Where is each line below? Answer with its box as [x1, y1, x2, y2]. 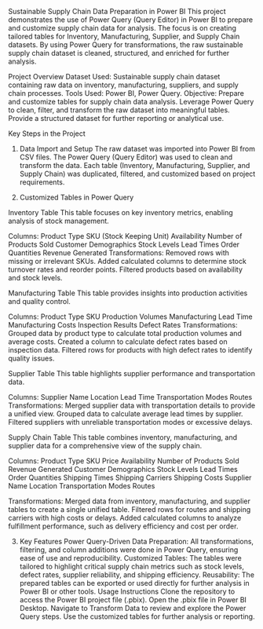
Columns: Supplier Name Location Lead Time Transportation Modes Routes [8, 393, 253, 401]
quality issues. [8, 353, 55, 363]
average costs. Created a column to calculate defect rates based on [8, 337, 228, 346]
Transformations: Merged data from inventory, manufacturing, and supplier [8, 496, 251, 506]
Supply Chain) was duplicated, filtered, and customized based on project [19, 169, 256, 178]
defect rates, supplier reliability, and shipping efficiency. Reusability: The [19, 570, 255, 580]
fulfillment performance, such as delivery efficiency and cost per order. [8, 521, 239, 531]
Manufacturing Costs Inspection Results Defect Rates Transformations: [8, 320, 238, 329]
